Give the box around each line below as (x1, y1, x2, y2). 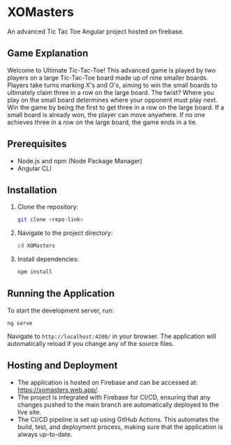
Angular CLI (17, 164, 52, 172)
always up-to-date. (17, 430, 73, 438)
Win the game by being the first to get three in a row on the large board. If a (7, 103, 225, 112)
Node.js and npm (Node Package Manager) (17, 156, 143, 165)
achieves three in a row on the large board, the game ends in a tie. (7, 118, 198, 126)
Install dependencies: (17, 255, 80, 264)
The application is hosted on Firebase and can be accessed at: (17, 378, 198, 386)
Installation (7, 184, 57, 196)
